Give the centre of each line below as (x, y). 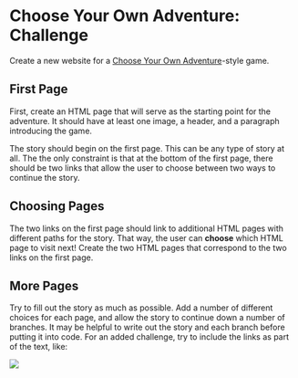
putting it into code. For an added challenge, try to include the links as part (149, 337)
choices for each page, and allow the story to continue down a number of (147, 318)
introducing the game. (51, 131)
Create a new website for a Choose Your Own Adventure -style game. (139, 60)
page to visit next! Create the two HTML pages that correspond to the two (148, 247)
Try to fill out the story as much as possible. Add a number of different (141, 308)
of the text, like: (39, 347)
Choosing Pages (57, 206)
